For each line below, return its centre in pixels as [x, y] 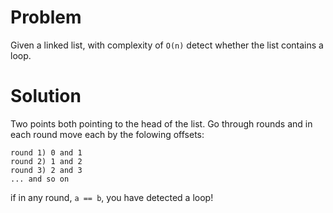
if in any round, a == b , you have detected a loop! [112, 197]
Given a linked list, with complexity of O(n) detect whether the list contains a [167, 45]
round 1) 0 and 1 [46, 152]
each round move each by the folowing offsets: [107, 134]
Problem [46, 17]
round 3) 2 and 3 [46, 170]
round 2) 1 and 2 [46, 161]
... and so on [40, 179]
